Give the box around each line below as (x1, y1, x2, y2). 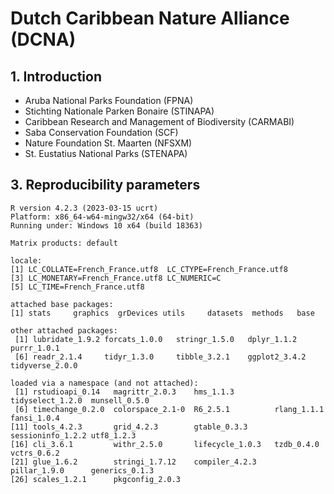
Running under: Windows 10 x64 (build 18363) (10, 220, 203, 231)
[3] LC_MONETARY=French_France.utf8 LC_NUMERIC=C (10, 273, 222, 283)
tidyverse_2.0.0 (10, 360, 78, 371)
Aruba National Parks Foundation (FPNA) (24, 95, 194, 106)
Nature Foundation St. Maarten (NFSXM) (24, 137, 193, 149)
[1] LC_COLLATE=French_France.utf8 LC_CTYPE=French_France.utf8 (10, 264, 288, 274)
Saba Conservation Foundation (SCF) (24, 127, 179, 138)
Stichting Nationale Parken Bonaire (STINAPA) (24, 105, 215, 117)
